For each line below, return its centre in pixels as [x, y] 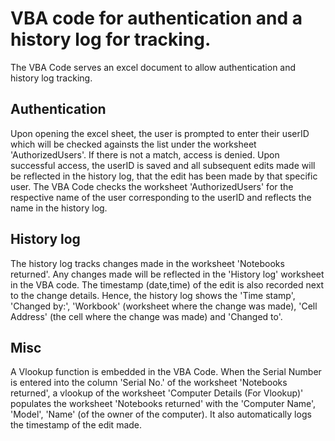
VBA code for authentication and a [156, 18]
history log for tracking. [111, 39]
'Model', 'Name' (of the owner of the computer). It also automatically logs [161, 414]
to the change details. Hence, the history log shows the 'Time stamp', [153, 295]
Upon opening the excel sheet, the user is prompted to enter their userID [160, 133]
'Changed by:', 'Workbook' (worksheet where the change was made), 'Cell [164, 306]
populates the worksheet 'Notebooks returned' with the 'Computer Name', [163, 404]
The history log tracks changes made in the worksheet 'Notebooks [147, 263]
